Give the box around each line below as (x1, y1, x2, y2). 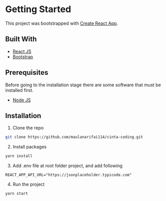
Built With (5, 35, 37, 43)
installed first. (5, 87, 34, 93)
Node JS (12, 97, 31, 103)
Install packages (12, 144, 47, 150)
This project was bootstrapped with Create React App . (5, 20, 119, 26)
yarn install (5, 154, 33, 159)
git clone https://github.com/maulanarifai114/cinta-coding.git (5, 135, 143, 140)
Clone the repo (12, 125, 44, 131)
